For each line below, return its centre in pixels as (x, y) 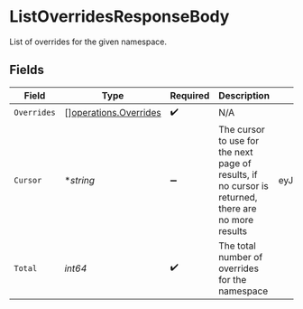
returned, (238, 197)
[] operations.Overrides (113, 113)
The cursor (242, 129)
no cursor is (243, 185)
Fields (27, 70)
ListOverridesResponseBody (119, 17)
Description (244, 95)
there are (237, 208)
